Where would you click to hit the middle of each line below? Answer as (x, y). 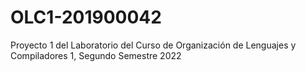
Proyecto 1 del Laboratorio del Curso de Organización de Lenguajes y (153, 45)
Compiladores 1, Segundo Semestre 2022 (96, 55)
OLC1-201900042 (86, 17)
